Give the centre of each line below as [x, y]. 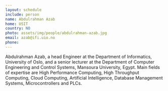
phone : [12, 42]
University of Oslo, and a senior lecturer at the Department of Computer [80, 62]
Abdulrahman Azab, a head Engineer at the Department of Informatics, [79, 56]
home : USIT [17, 24]
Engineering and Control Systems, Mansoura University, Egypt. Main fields [83, 67]
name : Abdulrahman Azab [30, 19]
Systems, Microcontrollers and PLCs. [44, 83]
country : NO [18, 28]
